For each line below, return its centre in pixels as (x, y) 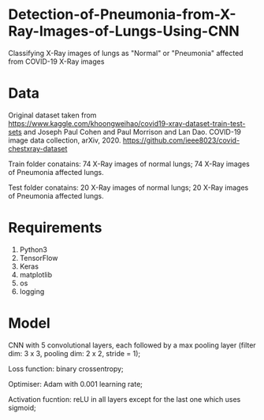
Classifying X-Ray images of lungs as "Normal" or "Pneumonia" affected (126, 53)
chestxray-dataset (38, 148)
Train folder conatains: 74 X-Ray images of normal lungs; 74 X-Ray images (129, 164)
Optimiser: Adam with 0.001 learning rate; (76, 384)
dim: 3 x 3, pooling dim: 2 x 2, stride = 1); (74, 353)
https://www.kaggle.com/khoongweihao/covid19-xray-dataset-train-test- (127, 123)
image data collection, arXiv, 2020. (65, 140)
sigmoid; (22, 407)
